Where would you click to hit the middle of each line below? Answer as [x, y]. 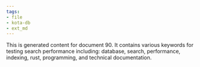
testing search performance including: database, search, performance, [93, 52]
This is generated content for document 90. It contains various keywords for [100, 45]
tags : [13, 12]
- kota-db [19, 23]
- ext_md [17, 28]
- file [14, 17]
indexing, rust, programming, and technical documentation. [79, 58]
